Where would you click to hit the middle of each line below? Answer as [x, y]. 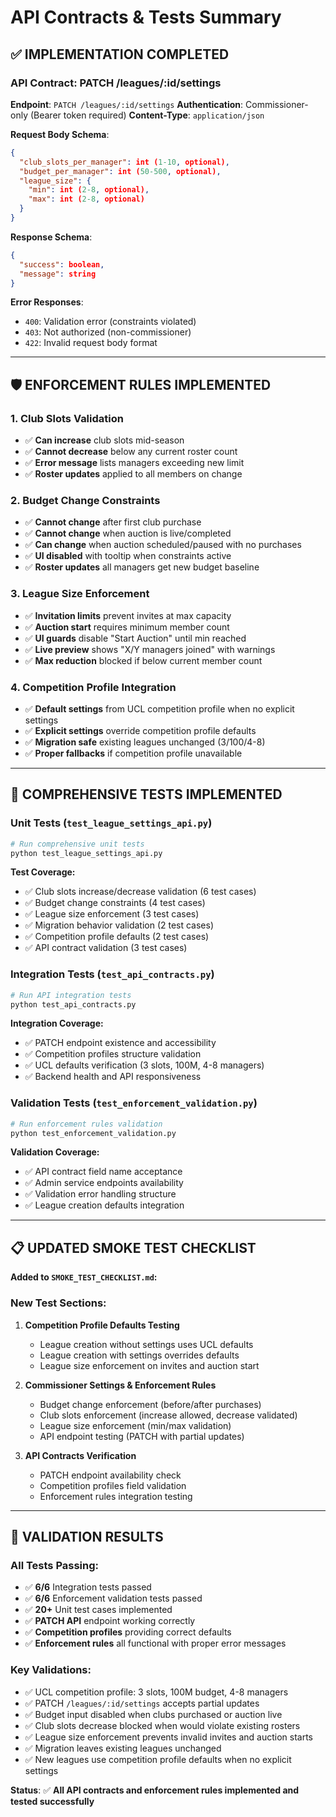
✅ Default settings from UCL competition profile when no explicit [159, 708]
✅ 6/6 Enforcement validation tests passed [113, 1598]
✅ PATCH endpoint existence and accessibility [120, 1043]
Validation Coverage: [55, 1152]
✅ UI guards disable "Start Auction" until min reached [135, 638]
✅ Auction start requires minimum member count [127, 627]
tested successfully [52, 1801]
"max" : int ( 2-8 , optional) [86, 199]
